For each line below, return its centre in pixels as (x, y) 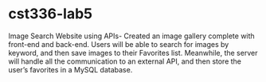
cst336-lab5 (51, 14)
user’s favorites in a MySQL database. (70, 69)
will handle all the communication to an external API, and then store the (125, 61)
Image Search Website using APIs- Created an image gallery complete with (131, 36)
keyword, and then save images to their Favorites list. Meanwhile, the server (133, 53)
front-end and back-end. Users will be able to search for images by (119, 44)
